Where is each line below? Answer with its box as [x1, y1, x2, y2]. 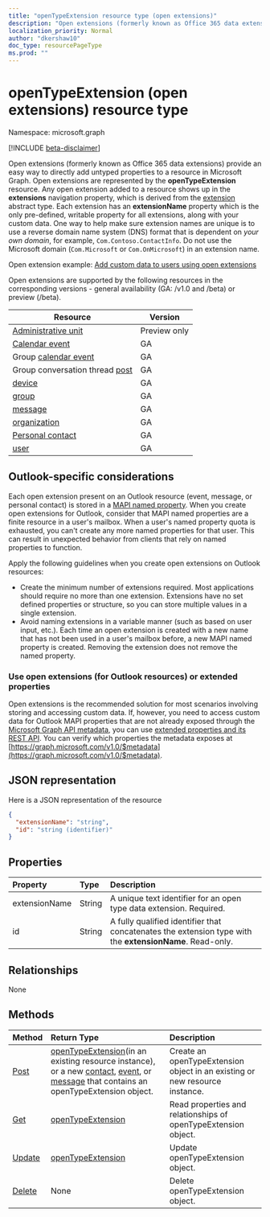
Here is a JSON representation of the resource [8, 795, 162, 804]
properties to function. [8, 542, 83, 552]
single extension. [19, 608, 77, 618]
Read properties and [169, 1099, 247, 1110]
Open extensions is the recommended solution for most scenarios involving [8, 699, 259, 709]
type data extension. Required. [109, 902, 226, 914]
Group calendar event [12, 351, 95, 362]
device [12, 377, 39, 389]
